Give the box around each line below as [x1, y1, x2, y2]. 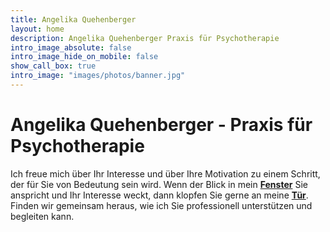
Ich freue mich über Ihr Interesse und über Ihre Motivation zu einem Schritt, [10, 167, 321, 180]
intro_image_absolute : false [10, 42, 132, 53]
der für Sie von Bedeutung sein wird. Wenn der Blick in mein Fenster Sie [10, 178, 308, 190]
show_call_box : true [10, 61, 97, 71]
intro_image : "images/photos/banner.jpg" [10, 71, 186, 81]
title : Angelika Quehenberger [10, 14, 137, 25]
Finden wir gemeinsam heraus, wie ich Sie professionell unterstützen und [10, 199, 313, 211]
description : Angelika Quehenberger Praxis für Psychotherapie [10, 33, 280, 43]
